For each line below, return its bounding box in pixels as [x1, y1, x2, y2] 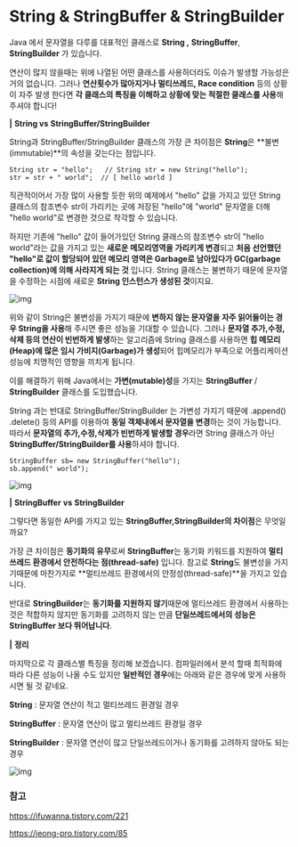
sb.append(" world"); [9, 464, 90, 473]
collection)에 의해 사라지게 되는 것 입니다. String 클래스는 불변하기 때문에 [9, 265, 264, 275]
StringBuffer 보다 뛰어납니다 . [9, 620, 113, 631]
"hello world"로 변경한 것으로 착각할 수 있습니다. [9, 212, 178, 223]
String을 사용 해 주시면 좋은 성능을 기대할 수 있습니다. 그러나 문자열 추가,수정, [18, 322, 286, 333]
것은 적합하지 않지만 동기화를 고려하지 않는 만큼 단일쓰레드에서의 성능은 [9, 608, 256, 620]
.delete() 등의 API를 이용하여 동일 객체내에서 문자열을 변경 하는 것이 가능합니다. [9, 416, 282, 427]
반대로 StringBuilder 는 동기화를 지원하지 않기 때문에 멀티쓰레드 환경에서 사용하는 [9, 598, 289, 608]
